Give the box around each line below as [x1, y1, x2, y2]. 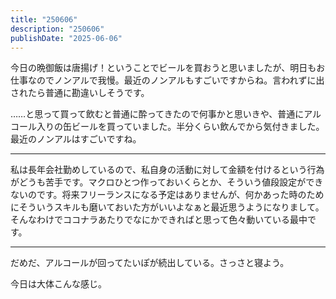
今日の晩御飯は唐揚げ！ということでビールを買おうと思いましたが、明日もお [10, 62, 326, 74]
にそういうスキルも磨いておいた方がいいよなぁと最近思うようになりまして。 [10, 201, 325, 213]
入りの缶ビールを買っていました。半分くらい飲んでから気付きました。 [36, 121, 325, 133]
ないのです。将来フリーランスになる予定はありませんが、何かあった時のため [10, 189, 325, 201]
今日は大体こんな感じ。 [10, 278, 107, 290]
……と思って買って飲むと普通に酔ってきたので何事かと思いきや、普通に [10, 108, 305, 120]
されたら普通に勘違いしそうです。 [10, 87, 150, 99]
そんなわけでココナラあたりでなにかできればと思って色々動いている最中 [10, 214, 308, 226]
